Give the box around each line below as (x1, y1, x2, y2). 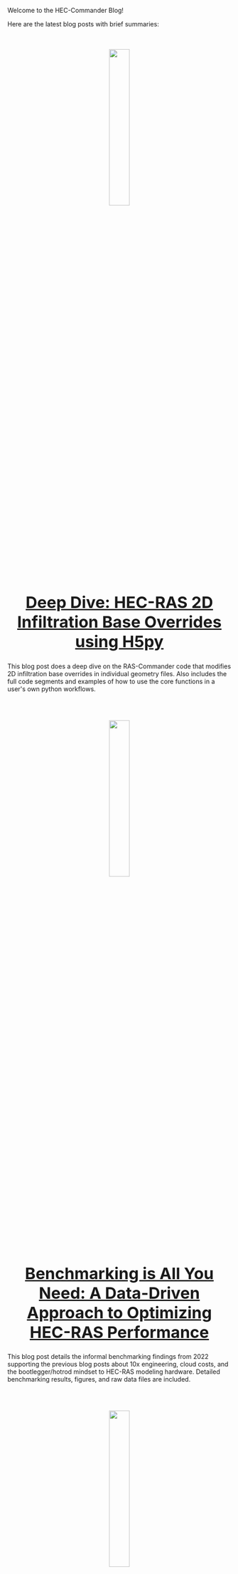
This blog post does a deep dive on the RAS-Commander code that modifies (7, 662, 232, 670)
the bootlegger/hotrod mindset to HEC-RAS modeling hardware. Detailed (7, 1367, 220, 1376)
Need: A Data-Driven (38, 1283, 200, 1303)
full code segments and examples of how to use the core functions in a (7, 677, 215, 685)
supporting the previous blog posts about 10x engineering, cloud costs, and (7, 1360, 229, 1368)
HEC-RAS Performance (29, 1322, 210, 1342)
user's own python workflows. (7, 684, 96, 693)
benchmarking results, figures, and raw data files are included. (7, 1375, 191, 1383)
